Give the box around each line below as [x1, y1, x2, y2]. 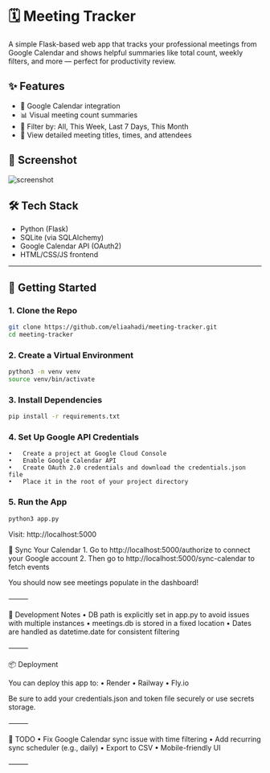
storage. [8, 701, 36, 712]
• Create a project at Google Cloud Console [8, 450, 167, 458]
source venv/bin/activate [8, 375, 95, 383]
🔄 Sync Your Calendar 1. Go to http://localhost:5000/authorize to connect [8, 545, 251, 554]
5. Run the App [8, 497, 67, 508]
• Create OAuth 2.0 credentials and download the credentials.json [8, 464, 247, 472]
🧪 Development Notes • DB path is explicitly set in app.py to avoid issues [8, 609, 250, 620]
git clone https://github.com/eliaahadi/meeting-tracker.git [8, 323, 218, 331]
